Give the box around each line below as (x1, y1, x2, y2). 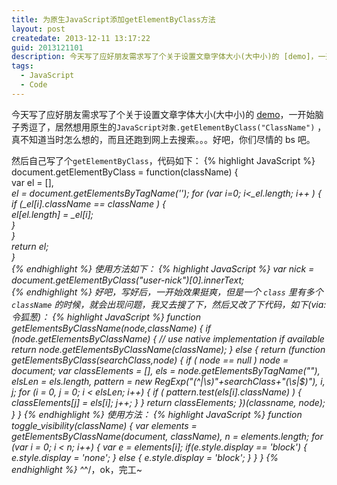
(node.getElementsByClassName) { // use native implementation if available (11, 332, 325, 345)
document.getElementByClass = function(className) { (11, 166, 239, 178)
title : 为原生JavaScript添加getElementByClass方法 (11, 14, 216, 25)
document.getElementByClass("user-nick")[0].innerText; (11, 274, 245, 286)
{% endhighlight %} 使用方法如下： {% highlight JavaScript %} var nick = (11, 262, 315, 275)
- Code (20, 80, 48, 90)
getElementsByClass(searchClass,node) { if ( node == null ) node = (11, 354, 289, 366)
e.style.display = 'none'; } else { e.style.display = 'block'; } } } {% (11, 451, 279, 463)
